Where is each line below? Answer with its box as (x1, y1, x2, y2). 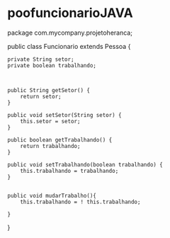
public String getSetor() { (7, 86, 91, 93)
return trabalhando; (20, 142, 81, 149)
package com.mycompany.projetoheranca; (7, 28, 133, 37)
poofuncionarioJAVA (7, 5, 133, 21)
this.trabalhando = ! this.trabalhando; (20, 198, 141, 205)
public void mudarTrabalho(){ (7, 192, 97, 199)
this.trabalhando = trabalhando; (20, 167, 119, 174)
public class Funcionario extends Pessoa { (7, 42, 131, 50)
